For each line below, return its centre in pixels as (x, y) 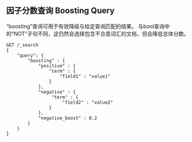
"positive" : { (57, 66)
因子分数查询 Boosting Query (61, 11)
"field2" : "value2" (88, 102)
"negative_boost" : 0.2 (67, 118)
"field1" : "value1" (85, 76)
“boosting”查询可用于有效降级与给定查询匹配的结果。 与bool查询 (86, 26)
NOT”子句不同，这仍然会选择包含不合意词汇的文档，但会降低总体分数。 (102, 33)
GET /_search (22, 45)
